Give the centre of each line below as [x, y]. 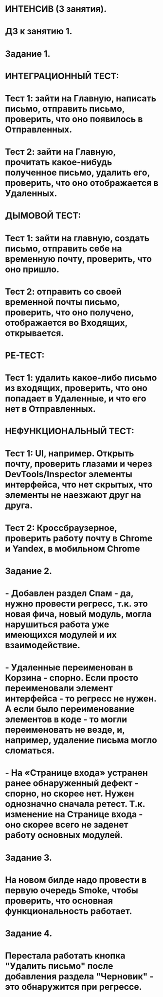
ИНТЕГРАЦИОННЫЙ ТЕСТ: [62, 76]
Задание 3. [29, 858]
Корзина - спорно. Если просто [72, 678]
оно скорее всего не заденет [67, 825]
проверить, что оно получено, [69, 312]
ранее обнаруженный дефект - [72, 783]
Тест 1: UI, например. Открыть [70, 454]
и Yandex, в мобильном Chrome [72, 549]
